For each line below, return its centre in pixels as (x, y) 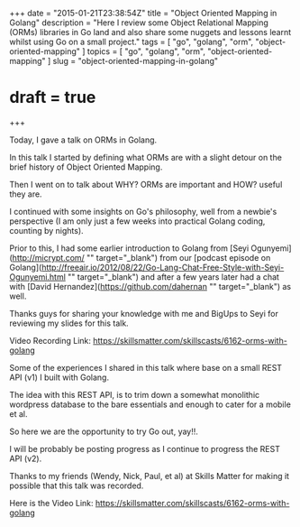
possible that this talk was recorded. (77, 485)
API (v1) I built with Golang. (59, 377)
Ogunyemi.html (37, 277)
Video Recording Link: (50, 340)
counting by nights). (46, 230)
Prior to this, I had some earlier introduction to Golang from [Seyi (129, 248)
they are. (26, 194)
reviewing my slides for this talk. (69, 323)
